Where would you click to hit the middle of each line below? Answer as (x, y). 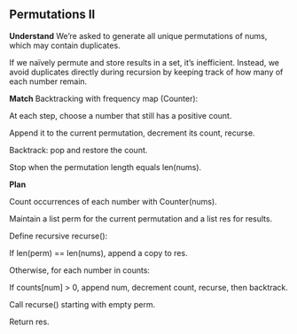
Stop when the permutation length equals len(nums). (106, 167)
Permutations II (52, 15)
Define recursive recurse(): (59, 236)
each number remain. (48, 81)
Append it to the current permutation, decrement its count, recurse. (132, 133)
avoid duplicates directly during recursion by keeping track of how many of (146, 72)
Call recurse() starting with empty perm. (82, 304)
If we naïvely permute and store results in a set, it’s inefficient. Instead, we (144, 62)
